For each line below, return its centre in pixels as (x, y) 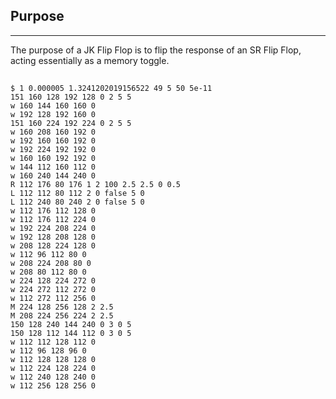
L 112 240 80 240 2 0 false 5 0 (77, 202)
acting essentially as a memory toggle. (90, 60)
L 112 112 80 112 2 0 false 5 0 (77, 194)
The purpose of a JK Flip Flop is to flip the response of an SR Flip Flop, (156, 50)
